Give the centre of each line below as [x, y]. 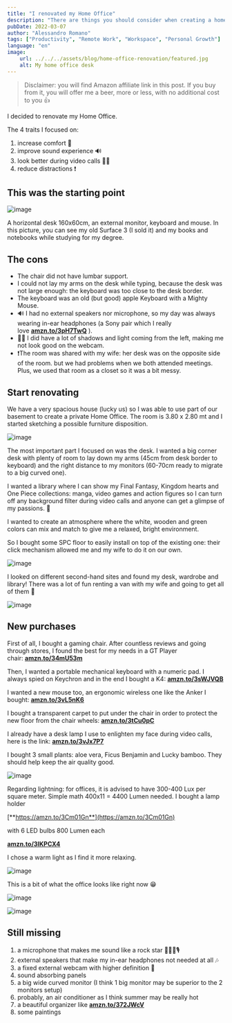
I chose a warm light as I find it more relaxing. [72, 857]
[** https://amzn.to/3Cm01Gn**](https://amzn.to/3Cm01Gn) [91, 817]
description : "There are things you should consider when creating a [109, 20]
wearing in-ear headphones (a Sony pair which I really [94, 324]
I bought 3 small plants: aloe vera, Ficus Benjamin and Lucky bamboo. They [115, 754]
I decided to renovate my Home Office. [62, 116]
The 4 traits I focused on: [43, 130]
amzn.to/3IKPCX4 [34, 843]
